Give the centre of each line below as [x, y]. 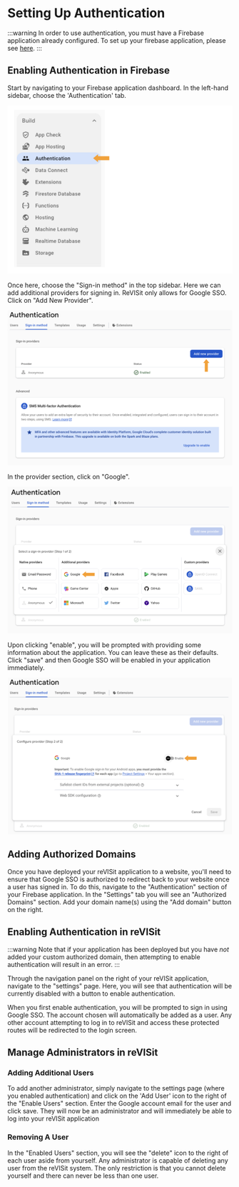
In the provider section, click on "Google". [69, 477]
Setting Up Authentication [86, 13]
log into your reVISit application [54, 1118]
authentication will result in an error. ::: [63, 964]
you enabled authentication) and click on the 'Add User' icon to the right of [117, 1096]
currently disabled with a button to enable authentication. [92, 993]
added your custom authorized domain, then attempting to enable [104, 957]
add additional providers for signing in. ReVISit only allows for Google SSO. [117, 293]
